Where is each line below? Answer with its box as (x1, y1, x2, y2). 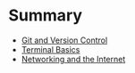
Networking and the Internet (21, 53, 126, 64)
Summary (8, 5, 82, 26)
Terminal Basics (21, 44, 80, 54)
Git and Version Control (21, 35, 108, 45)
